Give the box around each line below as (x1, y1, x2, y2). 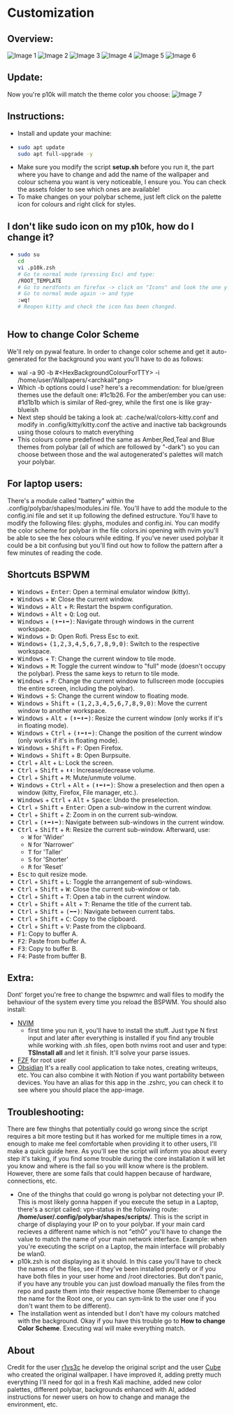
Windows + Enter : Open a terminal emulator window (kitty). (17, 587, 191, 596)
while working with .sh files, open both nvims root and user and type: (27, 1041, 227, 1050)
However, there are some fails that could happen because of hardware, (7, 1169, 212, 1178)
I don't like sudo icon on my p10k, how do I (7, 220, 194, 232)
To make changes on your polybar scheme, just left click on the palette (17, 192, 222, 201)
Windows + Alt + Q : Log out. (17, 610, 101, 618)
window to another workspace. (17, 706, 107, 714)
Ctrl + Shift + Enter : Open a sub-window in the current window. (17, 803, 212, 811)
